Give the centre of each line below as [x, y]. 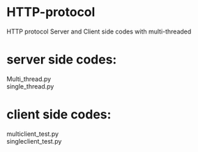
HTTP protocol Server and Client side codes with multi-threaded [99, 31]
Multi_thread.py [29, 79]
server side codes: [62, 60]
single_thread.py [30, 86]
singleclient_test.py [34, 141]
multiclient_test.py [33, 134]
